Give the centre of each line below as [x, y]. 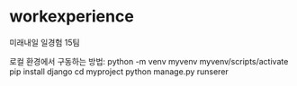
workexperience [72, 17]
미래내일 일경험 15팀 [45, 42]
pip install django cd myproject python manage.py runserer [119, 71]
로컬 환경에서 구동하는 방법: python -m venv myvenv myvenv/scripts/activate [149, 61]
